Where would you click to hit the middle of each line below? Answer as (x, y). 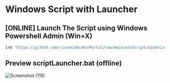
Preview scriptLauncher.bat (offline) (64, 64)
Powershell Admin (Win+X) (49, 36)
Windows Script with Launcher (71, 9)
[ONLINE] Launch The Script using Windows (76, 28)
